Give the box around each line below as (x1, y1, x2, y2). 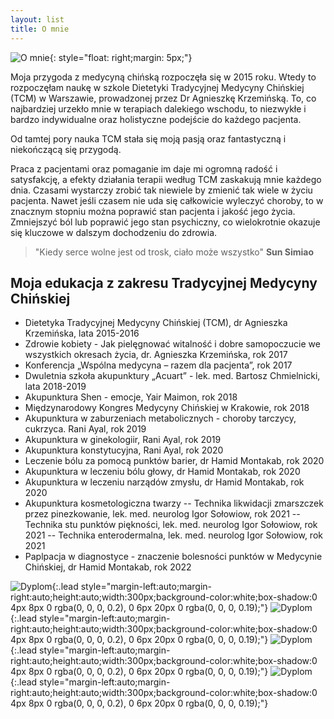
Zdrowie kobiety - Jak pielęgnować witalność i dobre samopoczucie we (24, 338, 321, 350)
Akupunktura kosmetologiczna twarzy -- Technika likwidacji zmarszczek (24, 497, 324, 510)
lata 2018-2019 (24, 381, 87, 393)
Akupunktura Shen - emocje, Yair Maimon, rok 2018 (24, 391, 238, 403)
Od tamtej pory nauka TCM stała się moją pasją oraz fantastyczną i (10, 132, 287, 145)
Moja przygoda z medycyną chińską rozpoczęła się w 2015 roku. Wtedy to (10, 71, 317, 83)
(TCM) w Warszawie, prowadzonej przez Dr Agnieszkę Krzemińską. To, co (10, 92, 317, 104)
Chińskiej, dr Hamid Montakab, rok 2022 (24, 561, 192, 573)
